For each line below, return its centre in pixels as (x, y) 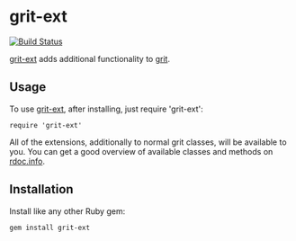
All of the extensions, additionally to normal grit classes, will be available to (148, 142)
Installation (41, 189)
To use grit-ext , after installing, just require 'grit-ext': (107, 109)
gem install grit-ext (50, 228)
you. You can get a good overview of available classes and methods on (141, 151)
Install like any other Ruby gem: (67, 211)
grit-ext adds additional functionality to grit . (90, 58)
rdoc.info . (27, 161)
